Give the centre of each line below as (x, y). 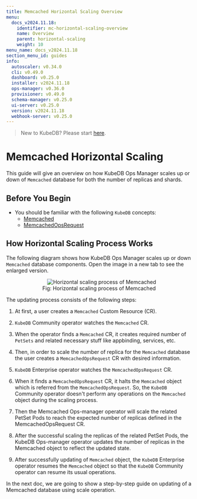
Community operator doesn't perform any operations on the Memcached (100, 394)
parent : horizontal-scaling (51, 39)
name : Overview (35, 34)
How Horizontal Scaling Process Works (80, 244)
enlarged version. (27, 271)
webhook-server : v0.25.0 (42, 116)
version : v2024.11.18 (38, 111)
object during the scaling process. (56, 400)
